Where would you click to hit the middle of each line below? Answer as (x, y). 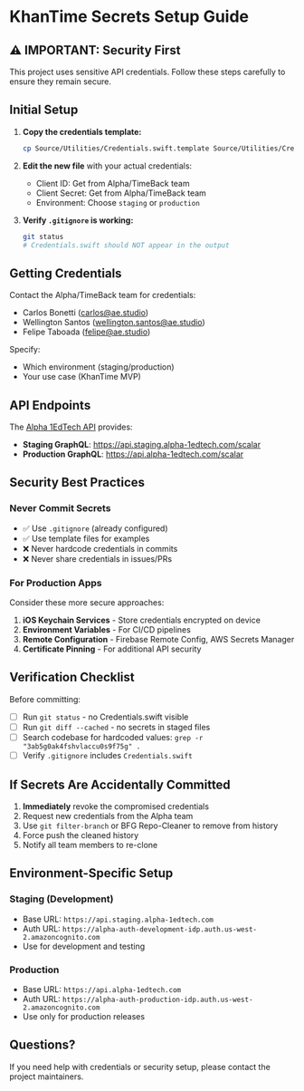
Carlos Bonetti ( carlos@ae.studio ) (85, 313)
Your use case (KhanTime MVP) (82, 377)
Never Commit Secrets (60, 508)
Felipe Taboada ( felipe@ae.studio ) (86, 332)
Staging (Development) (62, 899)
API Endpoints (50, 405)
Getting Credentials (66, 273)
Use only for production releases (84, 1016)
